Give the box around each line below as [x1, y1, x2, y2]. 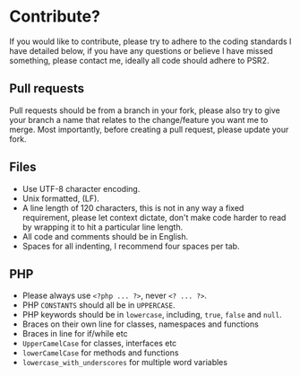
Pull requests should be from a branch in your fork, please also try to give [9, 105, 280, 116]
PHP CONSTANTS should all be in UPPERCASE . [21, 300, 176, 310]
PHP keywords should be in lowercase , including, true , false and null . [21, 310, 282, 320]
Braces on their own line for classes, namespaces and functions [21, 319, 260, 329]
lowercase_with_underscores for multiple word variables [21, 357, 228, 368]
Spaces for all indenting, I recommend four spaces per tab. [21, 240, 240, 251]
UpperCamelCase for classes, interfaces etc [21, 338, 177, 349]
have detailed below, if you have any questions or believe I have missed [9, 45, 273, 56]
